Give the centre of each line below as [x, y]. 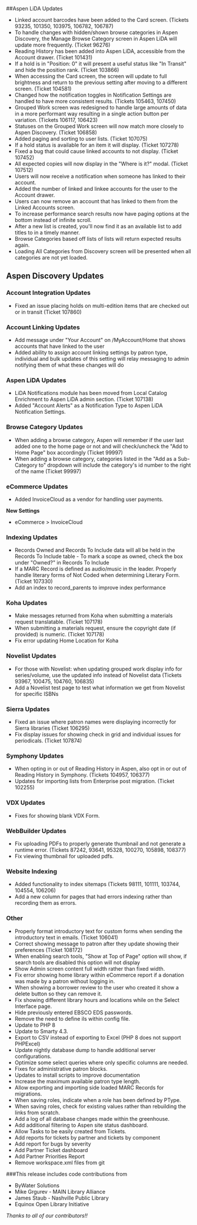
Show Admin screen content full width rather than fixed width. [90, 968]
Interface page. [33, 1006]
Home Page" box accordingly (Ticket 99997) [69, 452]
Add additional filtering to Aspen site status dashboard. [81, 1125]
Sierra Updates [28, 709]
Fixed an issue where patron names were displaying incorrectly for [95, 722]
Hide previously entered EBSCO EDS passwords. [74, 1012]
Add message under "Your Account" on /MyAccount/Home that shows [100, 340]
